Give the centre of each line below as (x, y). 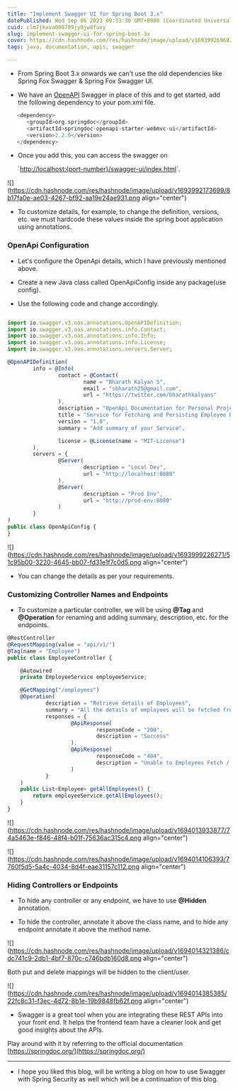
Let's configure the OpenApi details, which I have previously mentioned (122, 261)
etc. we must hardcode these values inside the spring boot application (120, 219)
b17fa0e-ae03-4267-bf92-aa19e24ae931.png (74, 198)
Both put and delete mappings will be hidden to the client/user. (99, 972)
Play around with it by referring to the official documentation (95, 1044)
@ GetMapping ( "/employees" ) (60, 690)
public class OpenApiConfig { (52, 527)
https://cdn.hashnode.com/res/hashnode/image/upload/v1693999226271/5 (120, 555)
